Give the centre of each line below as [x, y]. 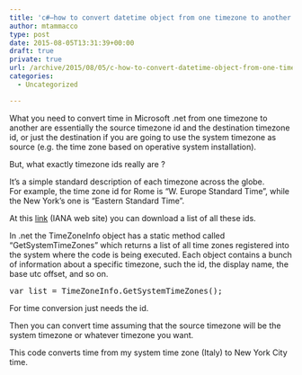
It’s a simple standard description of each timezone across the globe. [137, 182]
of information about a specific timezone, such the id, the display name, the [149, 264]
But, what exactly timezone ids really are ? [88, 164]
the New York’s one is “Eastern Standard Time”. [97, 201]
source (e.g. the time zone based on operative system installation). [133, 147]
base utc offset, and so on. [59, 273]
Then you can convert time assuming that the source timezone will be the [145, 326]
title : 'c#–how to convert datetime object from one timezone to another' [152, 18]
